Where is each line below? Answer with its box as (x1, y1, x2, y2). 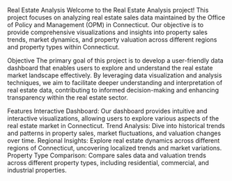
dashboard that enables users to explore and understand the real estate (7, 64, 213, 72)
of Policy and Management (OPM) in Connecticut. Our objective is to (7, 21, 204, 29)
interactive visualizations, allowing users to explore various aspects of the (7, 114, 219, 123)
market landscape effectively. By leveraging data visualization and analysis (7, 71, 222, 79)
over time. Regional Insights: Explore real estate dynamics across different (7, 136, 220, 145)
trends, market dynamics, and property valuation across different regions (7, 36, 217, 44)
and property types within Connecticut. (7, 43, 120, 51)
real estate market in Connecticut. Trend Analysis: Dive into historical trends (7, 122, 225, 129)
